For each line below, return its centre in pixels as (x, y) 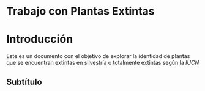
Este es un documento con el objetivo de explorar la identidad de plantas (98, 56)
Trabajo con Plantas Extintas (80, 11)
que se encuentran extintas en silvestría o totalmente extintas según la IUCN (103, 63)
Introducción (40, 39)
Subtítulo (24, 82)
